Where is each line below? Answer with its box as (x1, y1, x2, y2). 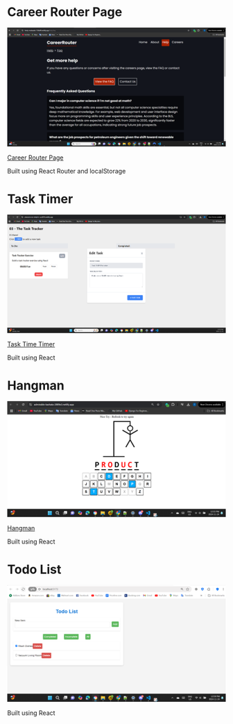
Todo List (7, 562, 62, 578)
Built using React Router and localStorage (7, 167, 126, 175)
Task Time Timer (7, 339, 55, 348)
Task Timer (7, 191, 74, 207)
